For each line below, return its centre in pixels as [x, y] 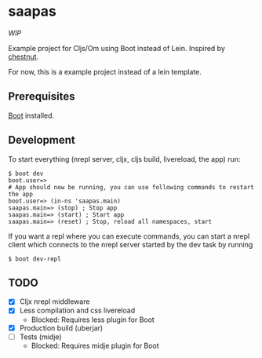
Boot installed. [31, 115]
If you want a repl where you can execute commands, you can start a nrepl [129, 236]
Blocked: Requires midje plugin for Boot [95, 345]
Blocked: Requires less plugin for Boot [93, 320]
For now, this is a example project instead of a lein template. [105, 71]
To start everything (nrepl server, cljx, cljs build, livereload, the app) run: [124, 159]
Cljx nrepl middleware [55, 301]
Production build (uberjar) [61, 327]
